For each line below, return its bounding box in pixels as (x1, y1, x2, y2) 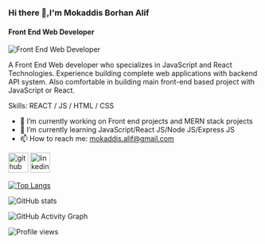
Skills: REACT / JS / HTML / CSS (8, 101, 114, 111)
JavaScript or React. (8, 85, 76, 95)
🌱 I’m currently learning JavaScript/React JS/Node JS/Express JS (19, 125, 235, 135)
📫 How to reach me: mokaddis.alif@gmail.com (19, 134, 175, 144)
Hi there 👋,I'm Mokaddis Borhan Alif (8, 7, 150, 18)
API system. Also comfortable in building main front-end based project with (8, 77, 255, 87)
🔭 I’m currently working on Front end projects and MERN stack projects (19, 116, 253, 126)
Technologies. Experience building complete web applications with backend (8, 69, 258, 78)
